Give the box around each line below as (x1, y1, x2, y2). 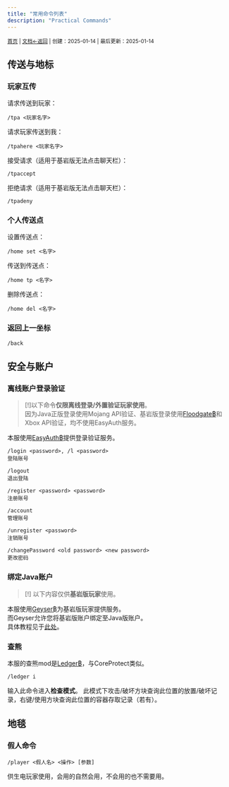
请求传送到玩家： (7, 99, 57, 107)
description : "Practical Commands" (7, 17, 112, 24)
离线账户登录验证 (7, 384, 66, 393)
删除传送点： (7, 290, 44, 299)
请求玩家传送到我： (7, 128, 63, 136)
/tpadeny (7, 198, 33, 205)
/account (7, 507, 33, 514)
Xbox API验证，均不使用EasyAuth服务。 (24, 418, 141, 427)
